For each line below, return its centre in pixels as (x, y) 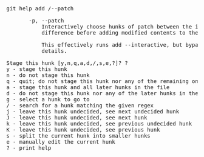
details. (55, 51)
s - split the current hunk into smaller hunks (78, 136)
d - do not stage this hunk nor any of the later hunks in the (102, 93)
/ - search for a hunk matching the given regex (80, 105)
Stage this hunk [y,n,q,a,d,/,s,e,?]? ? (67, 63)
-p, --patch (46, 21)
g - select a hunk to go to (48, 99)
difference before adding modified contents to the (120, 33)
